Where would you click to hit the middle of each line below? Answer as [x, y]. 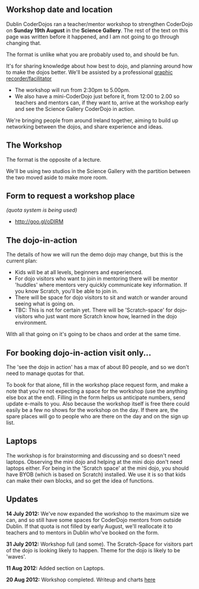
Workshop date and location [60, 10]
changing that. [24, 43]
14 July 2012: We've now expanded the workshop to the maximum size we [98, 513]
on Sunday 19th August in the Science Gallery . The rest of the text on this [97, 30]
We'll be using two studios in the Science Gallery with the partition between [98, 171]
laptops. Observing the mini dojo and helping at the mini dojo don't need [94, 462]
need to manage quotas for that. [45, 373]
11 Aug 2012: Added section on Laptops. [55, 568]
